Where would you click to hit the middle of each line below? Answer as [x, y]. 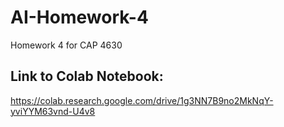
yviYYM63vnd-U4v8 [53, 111]
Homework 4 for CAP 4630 [66, 45]
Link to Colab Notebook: [87, 76]
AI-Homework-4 [79, 17]
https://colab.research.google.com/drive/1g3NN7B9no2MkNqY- [142, 100]
